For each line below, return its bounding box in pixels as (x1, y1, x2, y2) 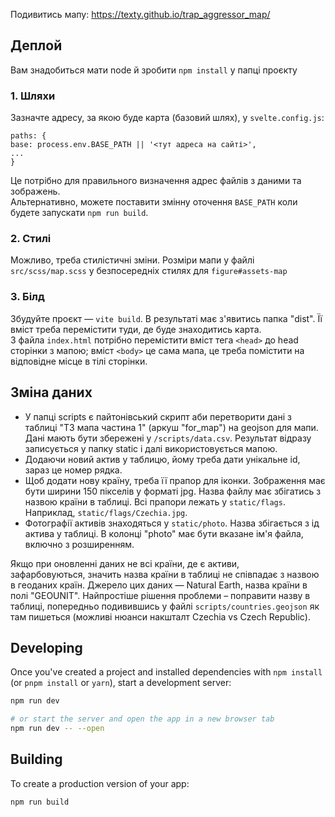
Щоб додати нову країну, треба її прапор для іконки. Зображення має (24, 474, 326, 486)
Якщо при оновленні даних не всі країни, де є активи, (10, 557, 240, 569)
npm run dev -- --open (10, 724, 105, 734)
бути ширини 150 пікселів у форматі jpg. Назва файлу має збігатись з (24, 485, 322, 497)
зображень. (10, 185, 61, 198)
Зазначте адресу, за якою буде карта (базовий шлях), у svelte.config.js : (10, 112, 325, 124)
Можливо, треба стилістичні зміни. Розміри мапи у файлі (10, 254, 255, 266)
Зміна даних (10, 384, 93, 401)
